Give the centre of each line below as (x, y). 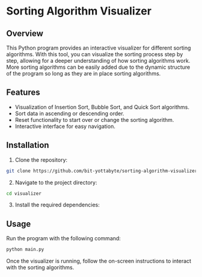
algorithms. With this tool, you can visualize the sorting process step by (95, 54)
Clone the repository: (41, 160)
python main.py (25, 250)
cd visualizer (24, 193)
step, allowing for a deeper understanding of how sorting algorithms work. (98, 61)
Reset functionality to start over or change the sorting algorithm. (94, 119)
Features (23, 93)
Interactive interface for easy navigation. (65, 126)
